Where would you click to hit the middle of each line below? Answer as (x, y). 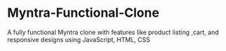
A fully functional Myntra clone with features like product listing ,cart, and (113, 32)
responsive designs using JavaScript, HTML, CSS (79, 39)
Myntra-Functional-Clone (83, 13)
